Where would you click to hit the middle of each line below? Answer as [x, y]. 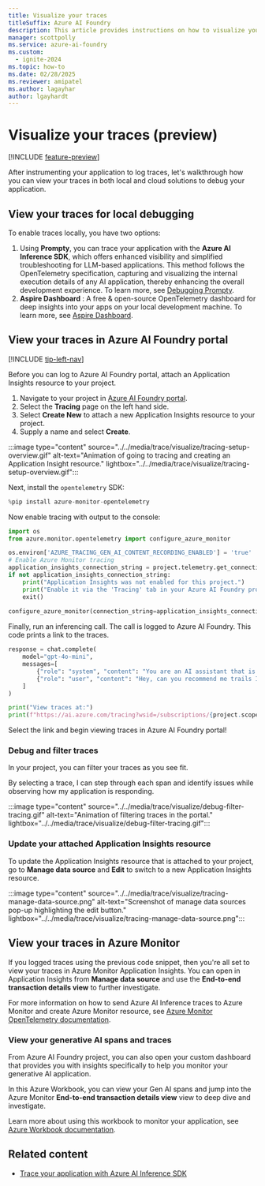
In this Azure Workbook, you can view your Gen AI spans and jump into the [130, 1089]
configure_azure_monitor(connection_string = [82, 612]
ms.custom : [26, 52]
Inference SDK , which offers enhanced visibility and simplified [121, 256]
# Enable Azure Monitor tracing [61, 560]
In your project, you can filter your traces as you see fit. [98, 768]
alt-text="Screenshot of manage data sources [172, 901]
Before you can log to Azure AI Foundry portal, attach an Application [119, 374]
